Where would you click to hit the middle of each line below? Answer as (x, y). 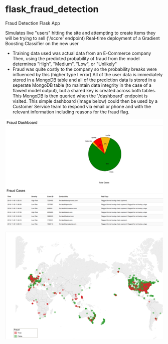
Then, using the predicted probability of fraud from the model (76, 58)
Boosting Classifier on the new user (42, 43)
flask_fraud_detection (52, 9)
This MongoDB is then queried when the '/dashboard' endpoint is (80, 96)
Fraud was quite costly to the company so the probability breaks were (85, 69)
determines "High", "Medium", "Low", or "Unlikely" (65, 64)
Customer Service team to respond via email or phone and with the (82, 106)
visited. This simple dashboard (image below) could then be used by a (85, 101)
